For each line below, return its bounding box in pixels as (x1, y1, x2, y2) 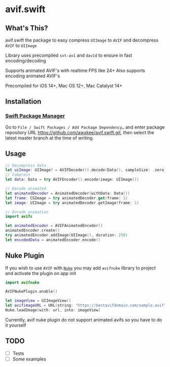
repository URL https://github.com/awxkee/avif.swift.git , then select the (5, 129, 154, 135)
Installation (5, 97, 41, 106)
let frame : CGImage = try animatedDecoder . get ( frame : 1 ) (5, 195, 128, 200)
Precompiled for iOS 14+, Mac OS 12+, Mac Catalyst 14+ (5, 83, 122, 89)
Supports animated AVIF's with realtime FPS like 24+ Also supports (5, 67, 145, 73)
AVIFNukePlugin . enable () (5, 289, 58, 294)
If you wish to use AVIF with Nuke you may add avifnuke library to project (5, 265, 156, 271)
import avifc (5, 214, 33, 219)
